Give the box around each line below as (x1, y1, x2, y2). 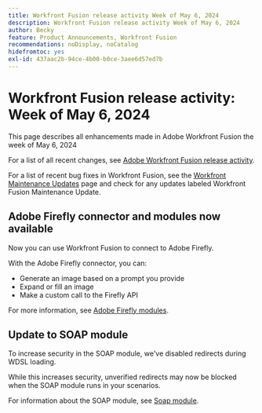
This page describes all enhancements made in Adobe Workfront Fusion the (8, 131, 254, 141)
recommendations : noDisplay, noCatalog (8, 41, 139, 49)
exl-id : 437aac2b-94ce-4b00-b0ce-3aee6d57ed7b (8, 56, 163, 64)
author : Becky (8, 26, 55, 34)
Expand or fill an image (19, 282, 94, 291)
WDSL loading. (8, 357, 56, 367)
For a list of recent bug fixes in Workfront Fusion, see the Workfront (8, 170, 227, 180)
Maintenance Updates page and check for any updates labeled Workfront (8, 178, 246, 188)
